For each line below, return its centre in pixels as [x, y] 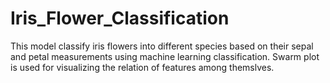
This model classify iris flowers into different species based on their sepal [162, 46]
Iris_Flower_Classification [120, 18]
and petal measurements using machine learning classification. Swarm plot [165, 56]
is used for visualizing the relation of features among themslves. [142, 67]
